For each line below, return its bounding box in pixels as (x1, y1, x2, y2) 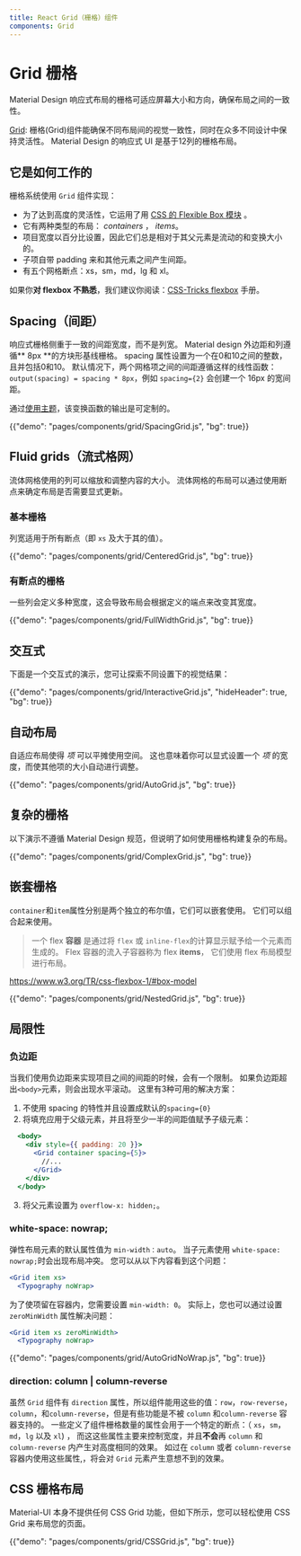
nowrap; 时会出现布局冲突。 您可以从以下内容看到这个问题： (9, 1255, 229, 1266)
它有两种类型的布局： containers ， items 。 (22, 221, 184, 232)
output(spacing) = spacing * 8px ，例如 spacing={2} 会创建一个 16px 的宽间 (9, 373, 291, 384)
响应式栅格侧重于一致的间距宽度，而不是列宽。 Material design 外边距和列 (9, 339, 284, 350)
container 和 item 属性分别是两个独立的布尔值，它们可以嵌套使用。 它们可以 (9, 905, 285, 915)
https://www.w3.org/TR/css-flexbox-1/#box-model (9, 976, 198, 986)
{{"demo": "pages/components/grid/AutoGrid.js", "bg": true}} (9, 779, 236, 791)
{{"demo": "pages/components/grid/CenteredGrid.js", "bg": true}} (9, 551, 253, 561)
